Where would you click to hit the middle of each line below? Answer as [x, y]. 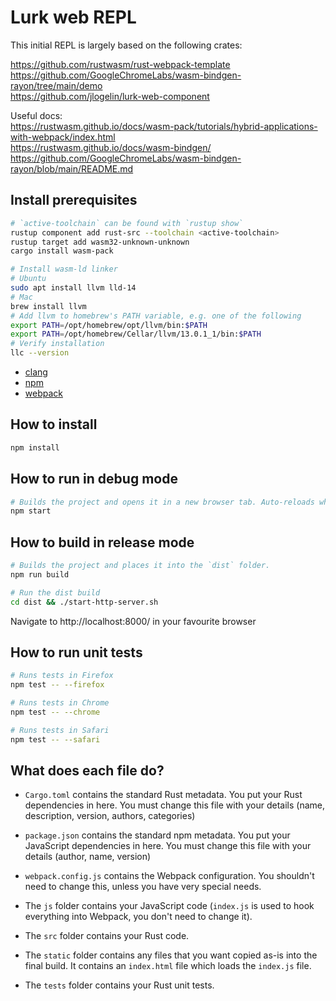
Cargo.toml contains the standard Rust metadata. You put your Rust [163, 795]
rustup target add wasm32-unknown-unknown [100, 242]
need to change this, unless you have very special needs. [143, 887]
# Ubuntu [28, 279]
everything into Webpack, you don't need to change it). [138, 917]
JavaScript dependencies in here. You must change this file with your [168, 846]
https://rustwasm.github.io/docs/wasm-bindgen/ [111, 147]
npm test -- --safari [55, 739]
